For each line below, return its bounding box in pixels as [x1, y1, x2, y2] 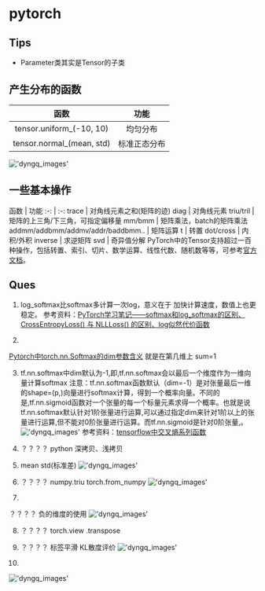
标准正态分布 [118, 138, 166, 149]
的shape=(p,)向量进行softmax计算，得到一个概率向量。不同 [20, 388, 213, 398]
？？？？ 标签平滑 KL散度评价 [20, 543, 116, 552]
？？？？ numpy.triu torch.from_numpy [20, 477, 146, 487]
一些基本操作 [9, 184, 72, 197]
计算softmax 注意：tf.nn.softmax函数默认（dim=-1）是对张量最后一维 [27, 378, 252, 387]
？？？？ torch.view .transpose [20, 526, 121, 535]
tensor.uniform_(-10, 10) [14, 123, 109, 134]
